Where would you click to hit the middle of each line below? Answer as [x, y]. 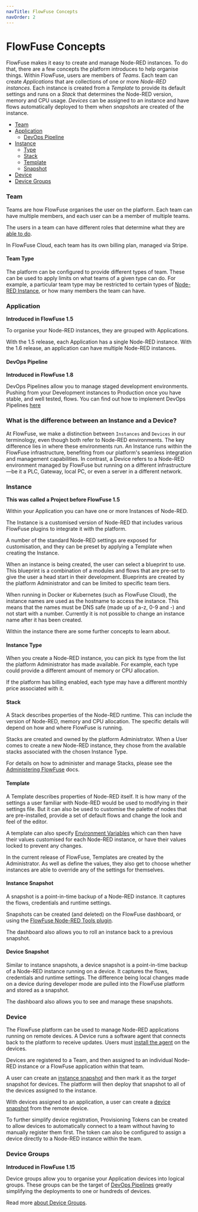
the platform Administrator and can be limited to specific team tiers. [88, 583]
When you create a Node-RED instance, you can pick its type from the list [96, 658]
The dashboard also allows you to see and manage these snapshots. [90, 1002]
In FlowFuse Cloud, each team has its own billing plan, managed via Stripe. [97, 245]
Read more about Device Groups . [47, 1203]
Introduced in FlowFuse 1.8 [40, 375]
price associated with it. [35, 688]
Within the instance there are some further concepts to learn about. [88, 631]
